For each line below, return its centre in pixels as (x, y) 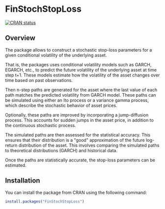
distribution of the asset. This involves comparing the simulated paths (89, 145)
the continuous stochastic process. (41, 125)
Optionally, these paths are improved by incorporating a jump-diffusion (77, 115)
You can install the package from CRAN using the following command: (76, 192)
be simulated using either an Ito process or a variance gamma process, (77, 100)
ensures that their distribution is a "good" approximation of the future (75, 140)
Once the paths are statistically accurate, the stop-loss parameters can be (80, 160)
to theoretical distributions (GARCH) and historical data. (61, 150)
